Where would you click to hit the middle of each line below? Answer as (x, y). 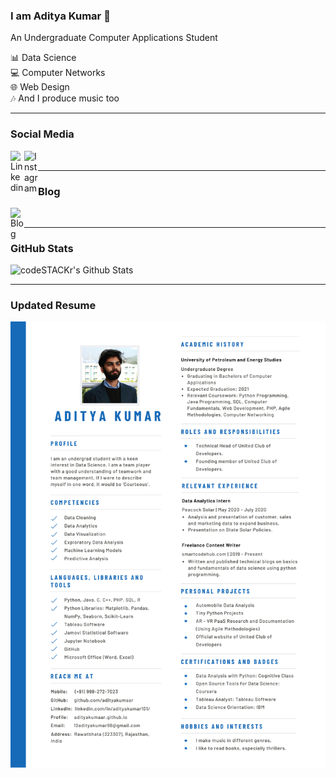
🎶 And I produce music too (65, 98)
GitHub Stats (42, 248)
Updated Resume (53, 306)
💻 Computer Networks (58, 73)
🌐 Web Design (40, 87)
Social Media (42, 134)
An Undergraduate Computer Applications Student (114, 38)
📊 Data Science (43, 58)
